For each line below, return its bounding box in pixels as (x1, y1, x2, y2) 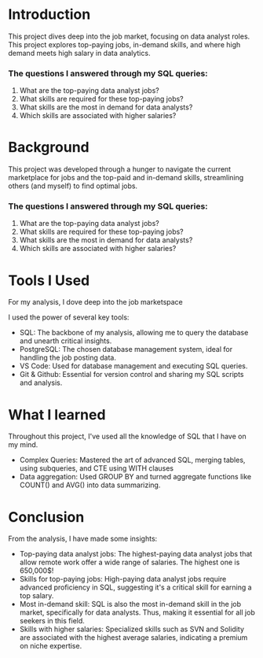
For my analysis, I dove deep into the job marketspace (8, 298, 183, 307)
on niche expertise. (19, 641, 82, 651)
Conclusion (8, 508, 85, 526)
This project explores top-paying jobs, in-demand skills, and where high (8, 39, 241, 49)
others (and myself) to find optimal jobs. (8, 181, 138, 190)
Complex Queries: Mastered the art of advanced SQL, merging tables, (19, 455, 246, 465)
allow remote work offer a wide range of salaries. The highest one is (19, 557, 240, 567)
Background (8, 139, 89, 157)
